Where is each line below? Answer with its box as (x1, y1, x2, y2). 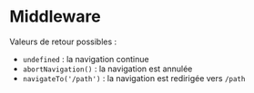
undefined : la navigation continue (22, 53, 149, 64)
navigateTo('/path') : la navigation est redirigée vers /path (22, 72, 246, 83)
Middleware (9, 6, 102, 27)
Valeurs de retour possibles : (9, 36, 117, 47)
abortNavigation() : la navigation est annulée (22, 63, 193, 74)
